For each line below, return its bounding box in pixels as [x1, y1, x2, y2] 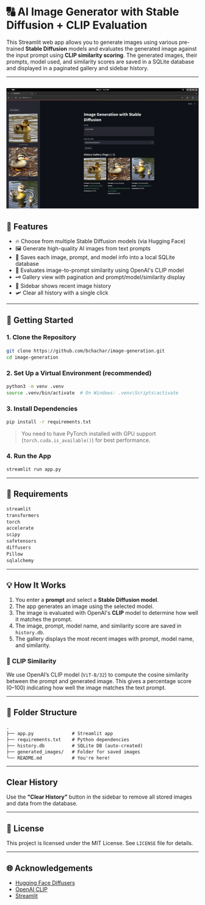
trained [6, 45, 24, 52]
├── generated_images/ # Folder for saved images [6, 749, 140, 755]
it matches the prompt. [15, 616, 73, 623]
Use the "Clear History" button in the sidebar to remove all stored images [6, 793, 192, 801]
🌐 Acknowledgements [6, 863, 93, 873]
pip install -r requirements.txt [6, 419, 92, 425]
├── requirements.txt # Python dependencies [6, 736, 130, 742]
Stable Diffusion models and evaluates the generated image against [25, 45, 197, 52]
